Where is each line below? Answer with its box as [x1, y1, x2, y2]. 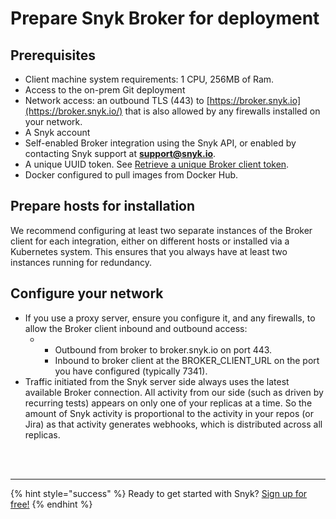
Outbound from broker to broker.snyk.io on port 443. [54, 343, 273, 356]
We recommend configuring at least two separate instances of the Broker [10, 224, 313, 236]
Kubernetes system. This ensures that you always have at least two [10, 245, 288, 257]
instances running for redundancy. [10, 256, 153, 268]
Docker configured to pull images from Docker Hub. [24, 169, 239, 181]
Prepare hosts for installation [10, 198, 196, 215]
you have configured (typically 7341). [54, 365, 208, 377]
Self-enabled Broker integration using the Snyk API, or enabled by [24, 137, 297, 149]
